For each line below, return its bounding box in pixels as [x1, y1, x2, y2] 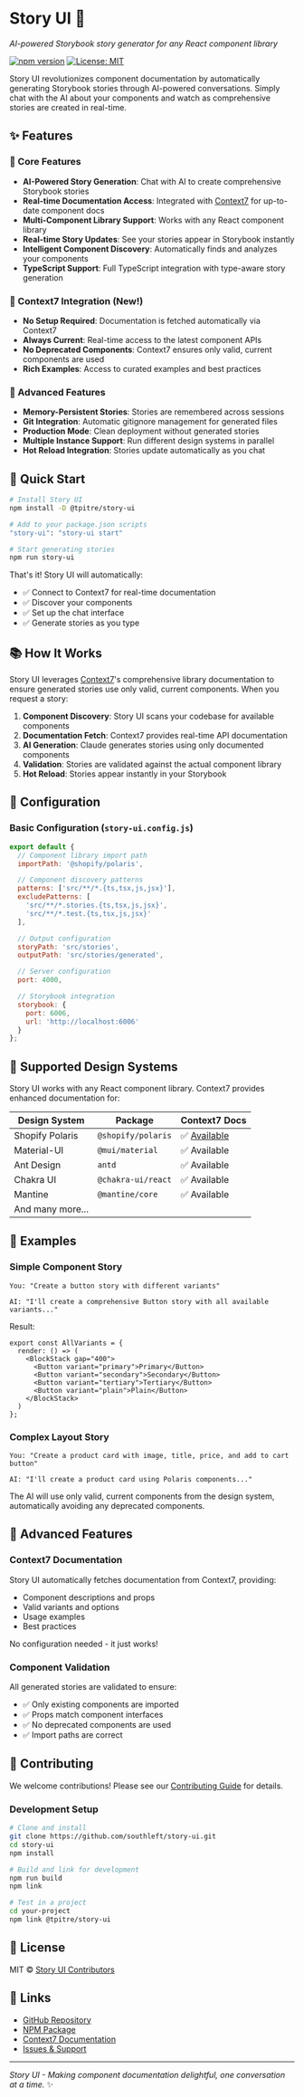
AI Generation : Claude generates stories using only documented [22, 739, 264, 750]
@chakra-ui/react [97, 1175, 172, 1185]
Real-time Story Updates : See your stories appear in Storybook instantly [22, 234, 295, 244]
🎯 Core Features [9, 156, 81, 168]
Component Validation [9, 1661, 110, 1673]
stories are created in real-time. [9, 101, 127, 112]
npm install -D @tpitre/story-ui [9, 503, 136, 512]
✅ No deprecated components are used [22, 1720, 172, 1730]
